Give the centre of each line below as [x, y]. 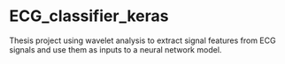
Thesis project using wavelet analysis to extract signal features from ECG [142, 40]
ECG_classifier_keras [89, 16]
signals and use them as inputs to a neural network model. [116, 49]
